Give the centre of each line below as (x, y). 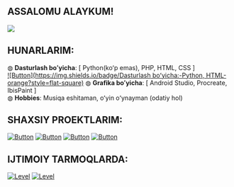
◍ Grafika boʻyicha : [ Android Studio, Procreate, (156, 83)
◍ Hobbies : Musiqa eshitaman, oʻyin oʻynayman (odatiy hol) (95, 98)
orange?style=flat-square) (46, 83)
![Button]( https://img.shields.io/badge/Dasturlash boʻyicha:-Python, (106, 75)
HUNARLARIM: (41, 51)
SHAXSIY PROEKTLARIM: (65, 120)
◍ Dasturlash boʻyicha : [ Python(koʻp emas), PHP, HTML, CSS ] (101, 67)
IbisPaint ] (22, 90)
